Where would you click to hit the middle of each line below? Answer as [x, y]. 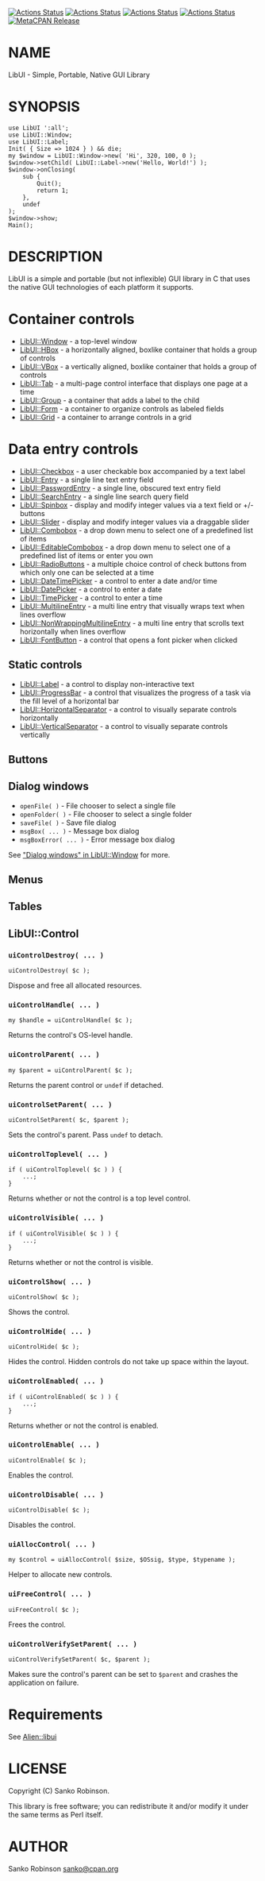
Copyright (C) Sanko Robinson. [59, 1790]
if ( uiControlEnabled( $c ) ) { [63, 1397]
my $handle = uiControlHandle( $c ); [71, 1020]
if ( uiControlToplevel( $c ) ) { [65, 1170]
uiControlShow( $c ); [44, 1297]
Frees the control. [37, 1625]
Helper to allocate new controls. [60, 1575]
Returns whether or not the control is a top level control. [100, 1198]
